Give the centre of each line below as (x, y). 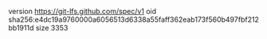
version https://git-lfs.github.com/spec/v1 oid (82, 11)
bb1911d (21, 28)
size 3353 (52, 28)
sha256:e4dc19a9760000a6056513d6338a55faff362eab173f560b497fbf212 (133, 19)
